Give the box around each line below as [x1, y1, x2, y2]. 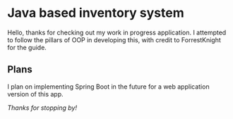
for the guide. [7, 43, 47, 51]
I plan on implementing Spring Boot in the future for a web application [7, 82, 210, 91]
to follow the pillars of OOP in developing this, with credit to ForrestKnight [7, 35, 221, 44]
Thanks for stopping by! [7, 104, 78, 112]
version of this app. [7, 89, 64, 98]
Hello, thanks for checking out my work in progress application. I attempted [7, 28, 227, 37]
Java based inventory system [7, 5, 185, 21]
